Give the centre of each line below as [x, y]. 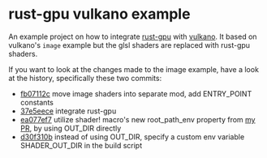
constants [37, 102]
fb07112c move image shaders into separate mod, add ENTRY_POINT [136, 93]
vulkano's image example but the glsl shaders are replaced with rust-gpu [129, 45]
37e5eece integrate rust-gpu [68, 111]
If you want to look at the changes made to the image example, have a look [134, 69]
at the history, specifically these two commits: [85, 78]
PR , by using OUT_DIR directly [71, 128]
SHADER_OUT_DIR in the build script [81, 145]
